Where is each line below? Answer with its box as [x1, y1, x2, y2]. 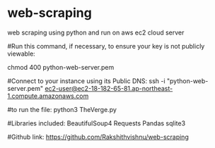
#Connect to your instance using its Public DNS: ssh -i [7, 76, 165, 85]
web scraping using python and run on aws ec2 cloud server [7, 28, 185, 37]
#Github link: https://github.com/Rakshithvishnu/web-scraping [7, 132, 189, 141]
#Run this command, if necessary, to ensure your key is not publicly [7, 42, 205, 50]
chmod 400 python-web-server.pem [7, 63, 115, 71]
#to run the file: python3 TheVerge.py [7, 105, 117, 113]
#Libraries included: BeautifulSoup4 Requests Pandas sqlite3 [7, 118, 186, 128]
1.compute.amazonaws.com [7, 92, 89, 100]
